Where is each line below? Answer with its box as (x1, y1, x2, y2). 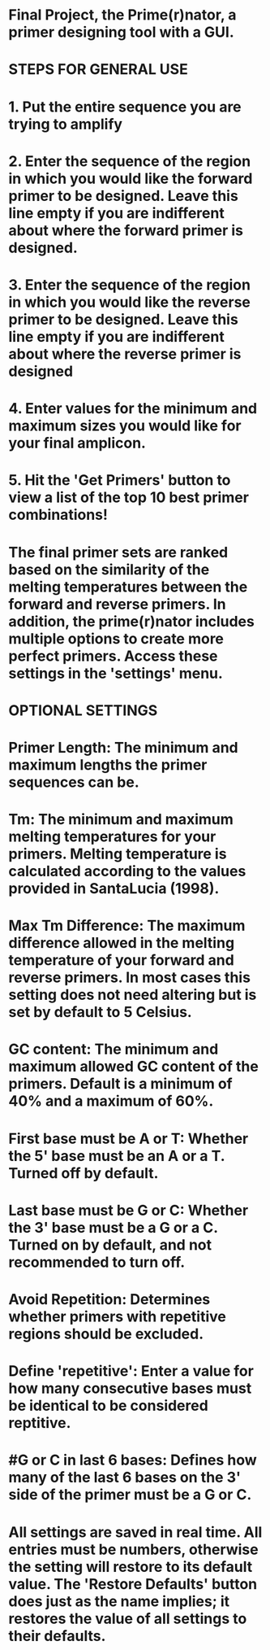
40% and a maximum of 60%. (8, 1092, 214, 1111)
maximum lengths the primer (8, 755, 208, 774)
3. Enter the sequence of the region (8, 275, 251, 294)
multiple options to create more (8, 629, 225, 648)
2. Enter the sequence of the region (8, 152, 251, 170)
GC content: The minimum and (8, 1040, 219, 1059)
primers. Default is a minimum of (8, 1075, 233, 1093)
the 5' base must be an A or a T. (8, 1146, 225, 1165)
